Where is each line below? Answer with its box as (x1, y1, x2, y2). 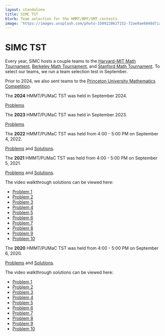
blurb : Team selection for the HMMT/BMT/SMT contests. (5, 16, 120, 21)
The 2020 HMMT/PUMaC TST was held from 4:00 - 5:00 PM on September (5, 245, 159, 251)
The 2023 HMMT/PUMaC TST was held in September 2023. (5, 112, 127, 118)
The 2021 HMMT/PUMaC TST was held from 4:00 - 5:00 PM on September (5, 155, 158, 161)
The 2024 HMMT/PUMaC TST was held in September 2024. (5, 93, 128, 99)
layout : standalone (5, 7, 45, 12)
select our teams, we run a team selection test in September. (5, 69, 128, 75)
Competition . (5, 83, 31, 89)
